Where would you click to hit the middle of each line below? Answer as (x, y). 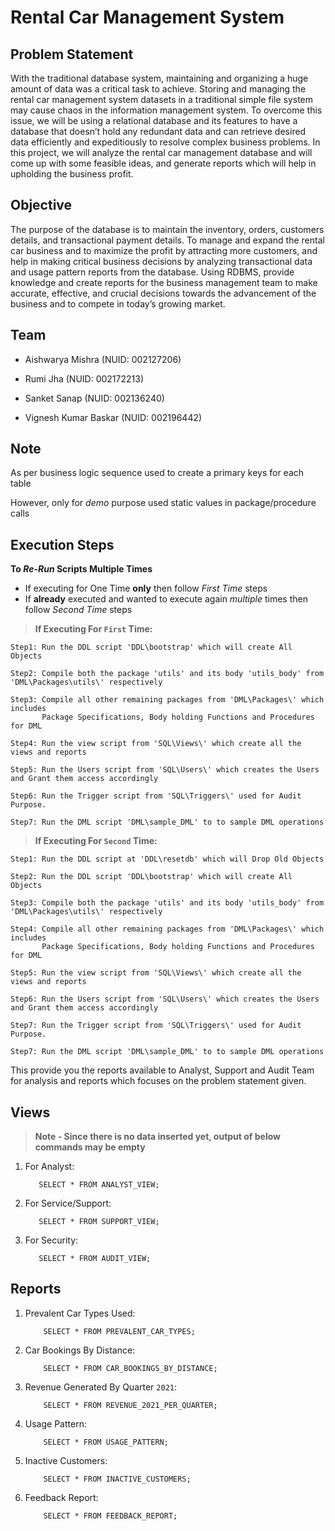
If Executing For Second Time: (96, 841)
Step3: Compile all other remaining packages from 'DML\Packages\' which (167, 700)
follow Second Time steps (78, 610)
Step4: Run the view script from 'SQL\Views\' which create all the (156, 744)
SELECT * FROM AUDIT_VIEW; (95, 1259)
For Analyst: (49, 1167)
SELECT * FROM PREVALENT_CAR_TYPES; (119, 1331)
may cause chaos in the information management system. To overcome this (166, 110)
